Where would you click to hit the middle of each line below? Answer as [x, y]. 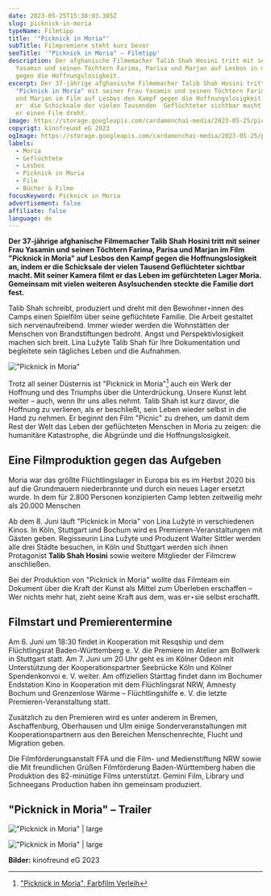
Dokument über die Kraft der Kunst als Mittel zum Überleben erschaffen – [130, 588]
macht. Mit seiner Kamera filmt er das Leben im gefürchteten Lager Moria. [135, 276]
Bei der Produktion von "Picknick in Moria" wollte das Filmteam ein [119, 579]
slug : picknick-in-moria [50, 23]
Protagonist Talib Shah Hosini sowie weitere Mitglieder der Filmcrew [122, 555]
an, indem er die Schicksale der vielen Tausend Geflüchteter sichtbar [127, 267]
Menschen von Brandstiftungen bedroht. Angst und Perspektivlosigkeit [126, 334]
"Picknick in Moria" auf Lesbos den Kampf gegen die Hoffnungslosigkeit [133, 258]
